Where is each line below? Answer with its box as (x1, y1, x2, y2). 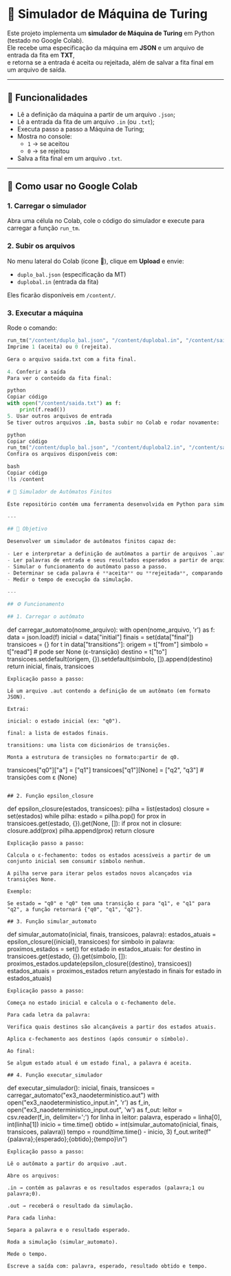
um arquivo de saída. (7, 65, 67, 74)
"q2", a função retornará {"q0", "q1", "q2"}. (7, 906, 143, 913)
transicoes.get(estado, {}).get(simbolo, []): (7, 953, 127, 961)
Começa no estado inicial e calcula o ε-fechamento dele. (7, 999, 177, 1007)
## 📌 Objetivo (7, 526, 48, 533)
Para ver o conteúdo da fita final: (7, 374, 112, 381)
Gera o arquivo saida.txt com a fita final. (7, 356, 137, 363)
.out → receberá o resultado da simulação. (7, 1202, 134, 1210)
